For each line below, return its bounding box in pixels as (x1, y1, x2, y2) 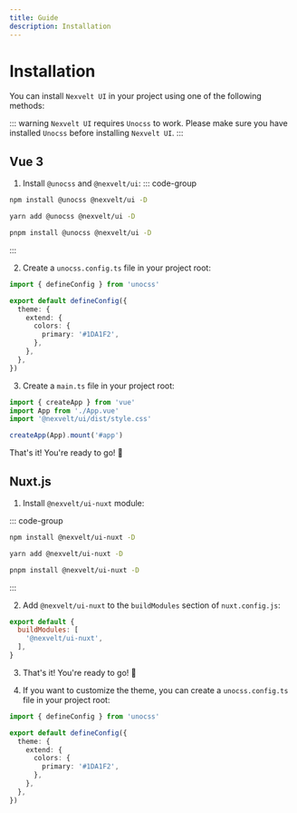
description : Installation (9, 22, 111, 31)
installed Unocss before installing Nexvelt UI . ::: (9, 128, 184, 139)
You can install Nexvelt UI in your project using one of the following (9, 91, 263, 102)
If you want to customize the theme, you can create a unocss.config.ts (22, 684, 289, 695)
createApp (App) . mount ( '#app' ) (9, 431, 124, 440)
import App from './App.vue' (9, 406, 120, 416)
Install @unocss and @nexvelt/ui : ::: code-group (22, 178, 197, 189)
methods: (9, 101, 45, 112)
